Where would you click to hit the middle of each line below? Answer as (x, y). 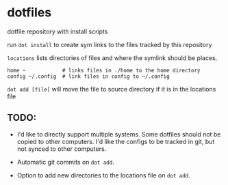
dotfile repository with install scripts (58, 31)
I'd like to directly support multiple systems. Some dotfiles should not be (119, 134)
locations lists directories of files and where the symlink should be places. (112, 58)
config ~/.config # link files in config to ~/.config (88, 76)
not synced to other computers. (62, 149)
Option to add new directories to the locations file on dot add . (103, 175)
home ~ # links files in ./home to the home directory (104, 70)
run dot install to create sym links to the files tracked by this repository (110, 44)
